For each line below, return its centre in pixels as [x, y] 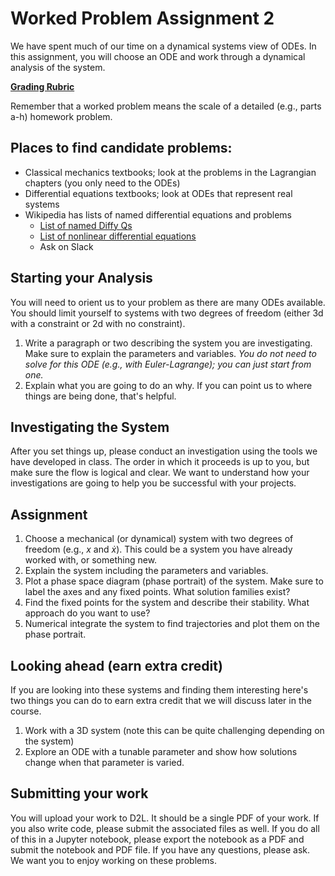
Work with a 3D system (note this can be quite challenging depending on [174, 730]
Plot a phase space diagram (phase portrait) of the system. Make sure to [174, 581]
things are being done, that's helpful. [100, 396]
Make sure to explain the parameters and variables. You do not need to [170, 353]
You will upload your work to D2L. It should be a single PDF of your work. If [165, 818]
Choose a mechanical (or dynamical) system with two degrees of [159, 539]
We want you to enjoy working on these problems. [113, 860]
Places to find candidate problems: [121, 148]
